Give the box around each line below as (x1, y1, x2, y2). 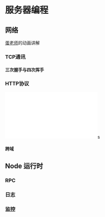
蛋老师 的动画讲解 (5, 40, 40, 46)
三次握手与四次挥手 (5, 66, 44, 72)
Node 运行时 (5, 162, 43, 170)
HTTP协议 (5, 80, 30, 87)
